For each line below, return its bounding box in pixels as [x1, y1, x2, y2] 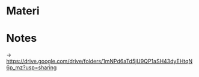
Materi [6, 4, 40, 18]
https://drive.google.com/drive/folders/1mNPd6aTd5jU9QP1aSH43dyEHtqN [6, 58, 193, 65]
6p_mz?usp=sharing [6, 64, 57, 71]
